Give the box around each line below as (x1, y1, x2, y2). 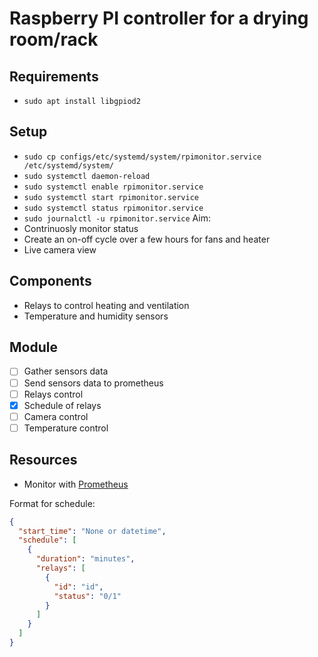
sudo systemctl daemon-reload (23, 171, 151, 181)
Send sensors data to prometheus (23, 377, 164, 389)
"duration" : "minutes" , (35, 554, 136, 564)
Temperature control (23, 422, 109, 434)
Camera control (23, 410, 89, 422)
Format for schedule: (9, 497, 96, 509)
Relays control (23, 388, 84, 400)
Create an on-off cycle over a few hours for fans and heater (23, 233, 271, 245)
